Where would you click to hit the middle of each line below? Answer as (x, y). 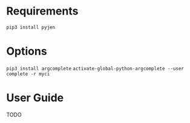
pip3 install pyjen (31, 27)
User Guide (35, 98)
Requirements (42, 11)
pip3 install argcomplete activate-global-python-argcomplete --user (95, 68)
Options (27, 51)
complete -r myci (28, 74)
